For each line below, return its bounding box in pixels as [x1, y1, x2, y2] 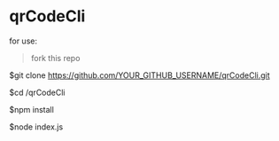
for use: [9, 35, 38, 46]
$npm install [9, 104, 55, 114]
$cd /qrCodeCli [9, 87, 66, 98]
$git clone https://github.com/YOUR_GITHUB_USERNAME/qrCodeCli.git [9, 69, 270, 81]
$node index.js [9, 121, 64, 132]
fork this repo [30, 52, 81, 63]
